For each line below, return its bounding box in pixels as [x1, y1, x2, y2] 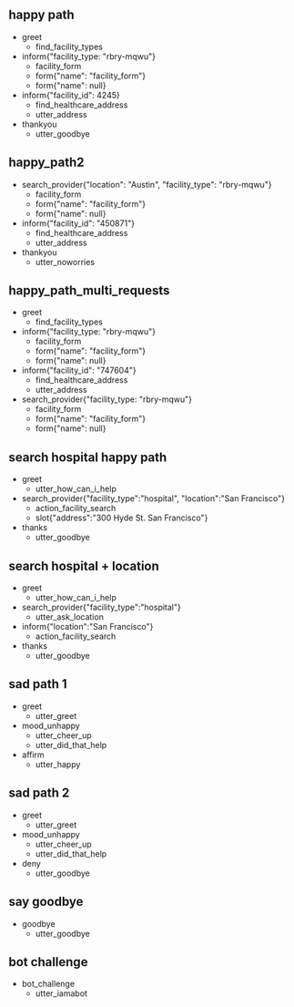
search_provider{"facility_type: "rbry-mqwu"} [21, 394, 193, 405]
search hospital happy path [8, 449, 167, 465]
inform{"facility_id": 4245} [21, 89, 120, 100]
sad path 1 [8, 676, 67, 692]
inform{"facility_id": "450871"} [21, 218, 136, 229]
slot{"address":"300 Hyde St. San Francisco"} [35, 512, 208, 523]
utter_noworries [35, 256, 96, 267]
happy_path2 [8, 155, 85, 170]
